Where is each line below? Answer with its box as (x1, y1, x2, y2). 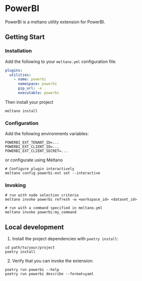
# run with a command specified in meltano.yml (5, 205, 103, 211)
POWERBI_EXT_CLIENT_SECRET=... (5, 149, 68, 154)
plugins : (5, 68, 23, 73)
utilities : (9, 72, 31, 78)
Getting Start (5, 33, 45, 41)
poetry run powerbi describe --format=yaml (5, 272, 94, 277)
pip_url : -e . (17, 86, 47, 91)
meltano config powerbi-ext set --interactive (5, 171, 100, 176)
